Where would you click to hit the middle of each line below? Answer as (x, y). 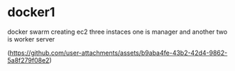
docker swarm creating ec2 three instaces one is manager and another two (117, 32)
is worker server (31, 39)
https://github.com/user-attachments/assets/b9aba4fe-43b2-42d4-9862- (119, 53)
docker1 (31, 12)
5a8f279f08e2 (28, 60)
